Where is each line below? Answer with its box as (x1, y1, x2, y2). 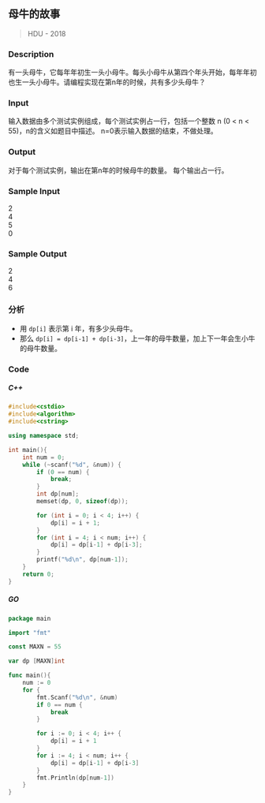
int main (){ (8, 446, 47, 454)
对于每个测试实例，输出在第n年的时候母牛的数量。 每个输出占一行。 (8, 165, 229, 175)
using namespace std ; (8, 432, 80, 440)
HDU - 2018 (27, 28, 66, 38)
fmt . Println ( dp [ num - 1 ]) (36, 774, 114, 782)
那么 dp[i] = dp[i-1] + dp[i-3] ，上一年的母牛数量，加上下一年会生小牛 (19, 334, 256, 343)
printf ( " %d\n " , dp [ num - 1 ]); (36, 555, 129, 564)
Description (8, 48, 54, 59)
